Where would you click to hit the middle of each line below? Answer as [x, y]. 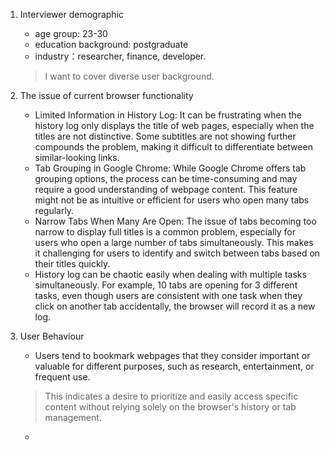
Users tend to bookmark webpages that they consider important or [172, 355]
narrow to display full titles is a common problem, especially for [165, 232]
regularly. [54, 210]
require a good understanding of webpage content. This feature [166, 189]
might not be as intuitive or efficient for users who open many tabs [172, 200]
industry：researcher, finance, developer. [120, 56]
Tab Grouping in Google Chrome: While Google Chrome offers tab [170, 168]
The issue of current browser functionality [106, 95]
